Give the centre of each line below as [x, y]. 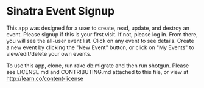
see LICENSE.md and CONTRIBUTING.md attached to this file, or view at [97, 72]
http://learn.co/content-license [45, 78]
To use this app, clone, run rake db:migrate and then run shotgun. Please [98, 66]
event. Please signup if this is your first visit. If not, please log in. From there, [102, 34]
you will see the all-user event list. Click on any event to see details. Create [100, 41]
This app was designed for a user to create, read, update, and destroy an [98, 28]
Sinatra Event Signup [61, 11]
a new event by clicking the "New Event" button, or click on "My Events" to [100, 47]
